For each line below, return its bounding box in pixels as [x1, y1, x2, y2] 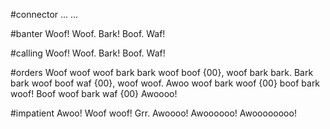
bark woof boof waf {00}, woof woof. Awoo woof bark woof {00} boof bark [10, 77, 321, 89]
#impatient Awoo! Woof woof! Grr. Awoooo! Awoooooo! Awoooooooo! [10, 107, 297, 119]
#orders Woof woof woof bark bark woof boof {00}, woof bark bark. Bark [10, 67, 314, 78]
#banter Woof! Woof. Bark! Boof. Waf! [10, 28, 166, 39]
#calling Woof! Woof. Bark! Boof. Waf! [10, 47, 166, 59]
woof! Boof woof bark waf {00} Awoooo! [10, 88, 178, 99]
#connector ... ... [10, 9, 79, 20]
